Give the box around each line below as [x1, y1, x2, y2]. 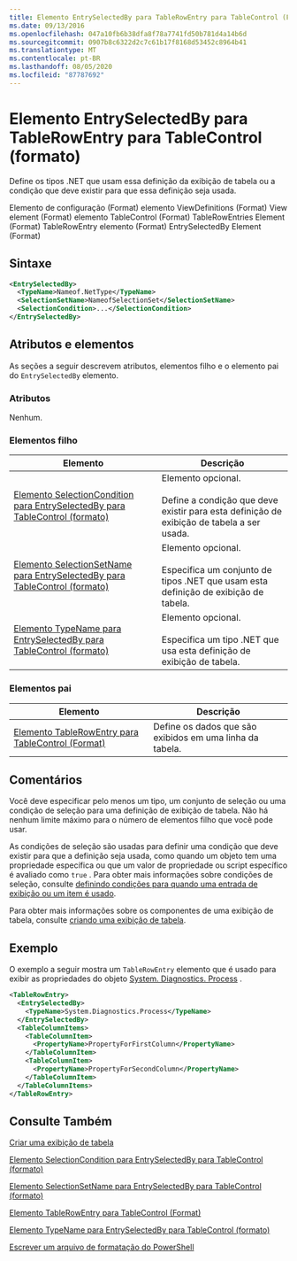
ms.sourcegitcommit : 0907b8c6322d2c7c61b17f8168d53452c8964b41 [9, 37, 247, 47]
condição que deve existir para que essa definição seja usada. [9, 185, 237, 196]
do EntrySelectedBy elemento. [9, 369, 119, 381]
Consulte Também [9, 1113, 113, 1129]
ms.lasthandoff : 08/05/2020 [9, 63, 113, 72]
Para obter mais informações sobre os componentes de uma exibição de [9, 905, 274, 917]
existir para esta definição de [161, 506, 283, 518]
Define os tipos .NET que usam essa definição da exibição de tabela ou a [9, 175, 276, 186]
